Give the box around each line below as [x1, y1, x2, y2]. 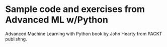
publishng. [5, 36, 27, 42]
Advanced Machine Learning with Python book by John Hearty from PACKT [5, 30, 162, 36]
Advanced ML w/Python [5, 14, 108, 25]
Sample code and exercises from [5, 3, 145, 15]
